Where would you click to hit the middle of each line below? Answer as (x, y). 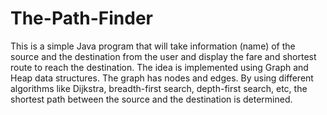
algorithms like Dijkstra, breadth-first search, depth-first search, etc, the (159, 88)
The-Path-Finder (81, 18)
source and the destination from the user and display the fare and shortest (163, 56)
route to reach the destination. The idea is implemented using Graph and (159, 67)
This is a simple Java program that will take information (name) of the (153, 46)
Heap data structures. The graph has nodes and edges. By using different (162, 78)
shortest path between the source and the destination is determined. (151, 99)
